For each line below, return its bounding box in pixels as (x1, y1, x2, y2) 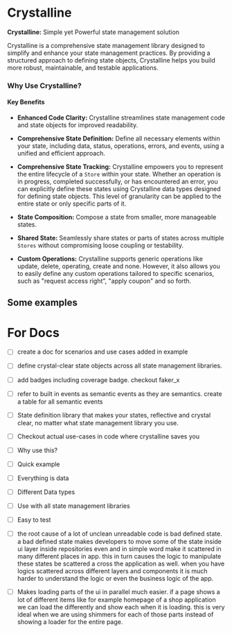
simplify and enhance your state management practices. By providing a (7, 49, 211, 57)
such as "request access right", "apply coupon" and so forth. (17, 277, 192, 286)
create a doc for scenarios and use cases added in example (17, 347, 188, 356)
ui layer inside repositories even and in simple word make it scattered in (17, 545, 222, 553)
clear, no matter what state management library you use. (17, 418, 179, 427)
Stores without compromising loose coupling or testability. (17, 241, 184, 249)
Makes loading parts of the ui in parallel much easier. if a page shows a (17, 588, 220, 596)
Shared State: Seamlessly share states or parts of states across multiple (17, 234, 224, 242)
